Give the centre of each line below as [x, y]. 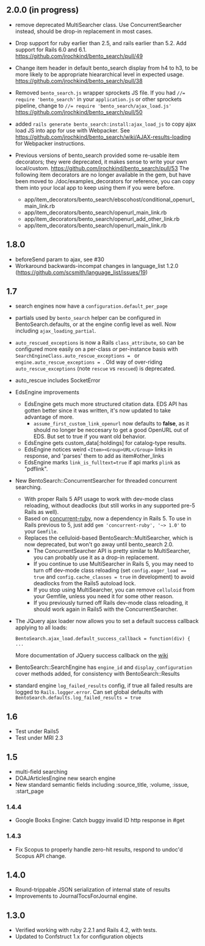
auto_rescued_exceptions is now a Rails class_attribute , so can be [99, 343]
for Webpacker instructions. [50, 143]
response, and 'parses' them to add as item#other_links [94, 456]
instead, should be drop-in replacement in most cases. [84, 31]
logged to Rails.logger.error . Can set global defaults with [89, 692]
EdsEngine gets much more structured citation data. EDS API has [106, 404]
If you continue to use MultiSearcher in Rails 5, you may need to [113, 564]
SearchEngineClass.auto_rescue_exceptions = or [77, 356]
